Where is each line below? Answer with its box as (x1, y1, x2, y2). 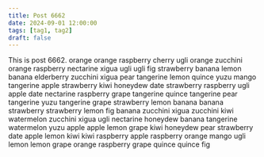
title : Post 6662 (8, 11, 66, 20)
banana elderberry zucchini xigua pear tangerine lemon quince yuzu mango (8, 72, 257, 82)
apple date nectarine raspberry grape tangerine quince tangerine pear (8, 89, 238, 99)
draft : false (8, 33, 52, 42)
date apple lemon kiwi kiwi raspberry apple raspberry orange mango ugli (8, 132, 246, 141)
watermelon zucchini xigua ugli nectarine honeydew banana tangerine (8, 114, 238, 124)
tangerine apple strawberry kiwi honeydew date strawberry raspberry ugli (8, 81, 250, 90)
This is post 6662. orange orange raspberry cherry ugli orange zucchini (8, 56, 243, 65)
